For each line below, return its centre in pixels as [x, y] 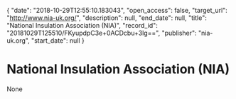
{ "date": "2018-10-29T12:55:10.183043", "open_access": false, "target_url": [117, 10]
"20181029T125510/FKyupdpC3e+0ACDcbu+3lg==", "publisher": [102, 33]
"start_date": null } [58, 41]
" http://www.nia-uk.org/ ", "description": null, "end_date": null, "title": [107, 18]
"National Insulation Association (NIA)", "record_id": [82, 25]
